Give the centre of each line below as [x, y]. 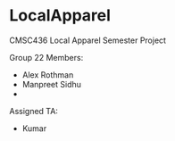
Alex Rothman [48, 75]
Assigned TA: [33, 111]
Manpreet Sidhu [52, 84]
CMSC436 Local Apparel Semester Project [88, 40]
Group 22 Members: [46, 57]
